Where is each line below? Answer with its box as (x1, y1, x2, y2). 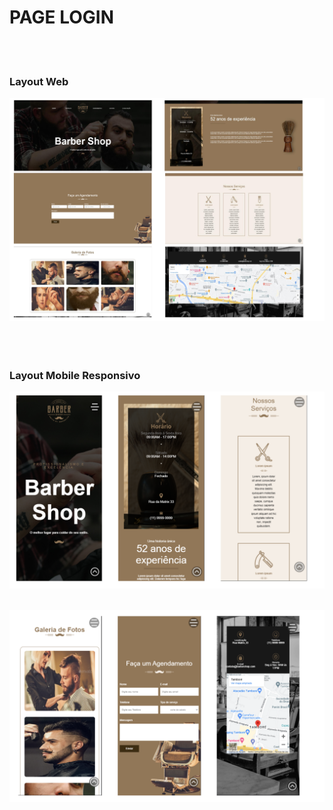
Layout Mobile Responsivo (9, 368, 141, 382)
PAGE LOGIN (9, 6, 115, 29)
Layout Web (9, 74, 69, 88)
